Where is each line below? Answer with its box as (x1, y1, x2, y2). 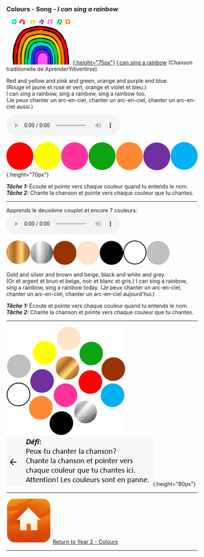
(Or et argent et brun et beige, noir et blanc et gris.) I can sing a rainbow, (6, 277, 188, 285)
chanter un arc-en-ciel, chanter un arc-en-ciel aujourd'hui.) (6, 290, 155, 297)
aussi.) (16, 103, 33, 111)
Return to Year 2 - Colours (52, 538, 118, 545)
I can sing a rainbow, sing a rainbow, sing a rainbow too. (6, 90, 146, 97)
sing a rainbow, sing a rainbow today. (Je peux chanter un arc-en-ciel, (6, 283, 182, 291)
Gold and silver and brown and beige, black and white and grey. (6, 271, 166, 278)
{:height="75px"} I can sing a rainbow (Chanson (72, 59, 193, 66)
